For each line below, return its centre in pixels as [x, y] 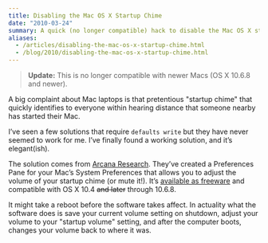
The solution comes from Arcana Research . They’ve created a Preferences [131, 164]
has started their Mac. [45, 116]
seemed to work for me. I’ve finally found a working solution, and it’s [120, 140]
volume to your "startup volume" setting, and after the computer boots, [125, 221]
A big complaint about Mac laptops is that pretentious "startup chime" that [130, 99]
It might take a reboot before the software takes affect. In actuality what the [132, 205]
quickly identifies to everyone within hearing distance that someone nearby [132, 108]
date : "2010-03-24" [41, 23]
